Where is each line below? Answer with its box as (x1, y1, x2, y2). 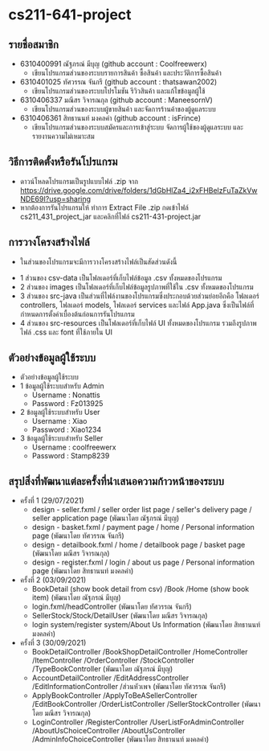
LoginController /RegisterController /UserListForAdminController (31, 717, 245, 727)
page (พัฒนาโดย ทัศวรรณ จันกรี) (31, 531, 124, 540)
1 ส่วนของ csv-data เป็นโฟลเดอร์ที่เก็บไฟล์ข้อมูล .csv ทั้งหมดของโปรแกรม (19, 273, 222, 282)
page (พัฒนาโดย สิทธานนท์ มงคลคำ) (31, 566, 134, 576)
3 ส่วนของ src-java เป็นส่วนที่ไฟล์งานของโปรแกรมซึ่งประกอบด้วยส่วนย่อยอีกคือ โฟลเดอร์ (19, 291, 259, 301)
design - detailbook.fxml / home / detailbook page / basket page (31, 540, 246, 550)
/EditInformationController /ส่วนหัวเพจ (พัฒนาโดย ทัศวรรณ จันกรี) (31, 682, 226, 691)
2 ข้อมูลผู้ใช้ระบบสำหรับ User (19, 408, 100, 417)
